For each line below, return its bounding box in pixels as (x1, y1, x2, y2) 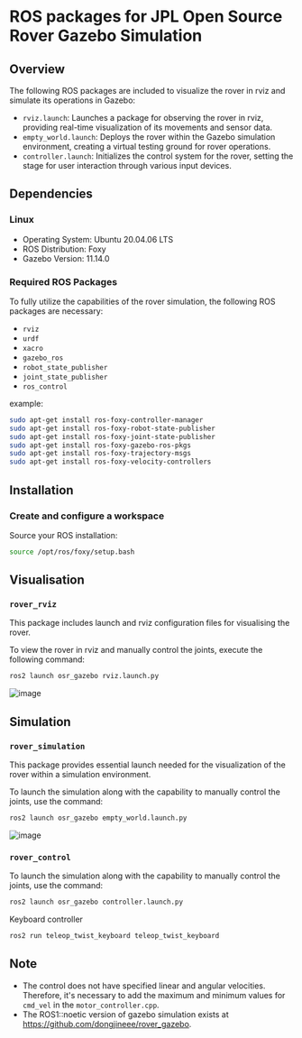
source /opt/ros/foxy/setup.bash (9, 547, 135, 556)
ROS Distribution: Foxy (22, 243, 106, 254)
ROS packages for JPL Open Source (9, 6, 283, 27)
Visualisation (9, 573, 86, 588)
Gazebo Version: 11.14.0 (22, 253, 110, 263)
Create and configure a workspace (9, 510, 165, 522)
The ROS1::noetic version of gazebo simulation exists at (22, 1008, 229, 1020)
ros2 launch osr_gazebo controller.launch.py (9, 897, 183, 907)
